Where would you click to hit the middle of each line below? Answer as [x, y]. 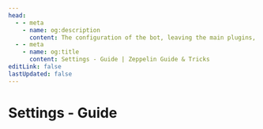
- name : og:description [62, 30]
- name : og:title [51, 52]
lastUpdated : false [40, 74]
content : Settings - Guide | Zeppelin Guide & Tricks [120, 60]
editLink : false [35, 67]
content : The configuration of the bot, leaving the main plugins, [143, 37]
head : [17, 15]
